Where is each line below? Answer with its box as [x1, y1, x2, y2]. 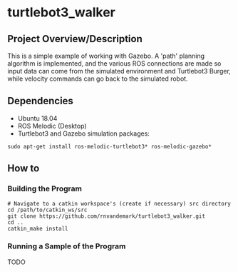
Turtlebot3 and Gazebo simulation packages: [17, 129, 150, 138]
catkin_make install [7, 225, 69, 232]
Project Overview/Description [7, 33, 143, 45]
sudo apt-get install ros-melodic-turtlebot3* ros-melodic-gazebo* [7, 143, 212, 150]
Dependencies [7, 95, 73, 107]
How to [7, 162, 40, 175]
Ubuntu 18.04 [17, 114, 58, 122]
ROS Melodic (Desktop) [17, 121, 87, 130]
